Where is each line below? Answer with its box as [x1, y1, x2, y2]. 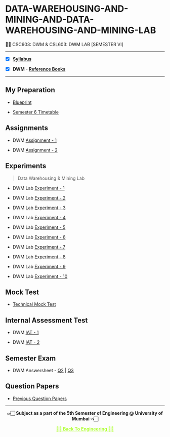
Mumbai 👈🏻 [71, 416, 99, 422]
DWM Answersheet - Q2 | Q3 [12, 367, 74, 373]
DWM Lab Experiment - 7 [12, 244, 66, 250]
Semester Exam [5, 354, 56, 363]
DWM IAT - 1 [12, 330, 39, 336]
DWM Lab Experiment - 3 [12, 205, 66, 211]
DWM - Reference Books [12, 66, 66, 72]
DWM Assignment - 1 [12, 137, 57, 143]
